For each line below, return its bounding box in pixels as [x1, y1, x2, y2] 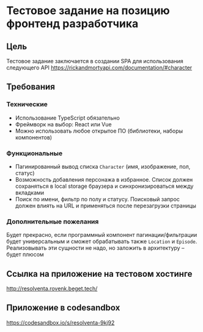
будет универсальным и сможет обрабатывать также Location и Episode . [6, 237, 197, 245]
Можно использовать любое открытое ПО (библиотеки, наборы [15, 127, 183, 134]
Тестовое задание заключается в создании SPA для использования [6, 58, 183, 64]
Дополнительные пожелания [6, 217, 99, 226]
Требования [6, 82, 55, 92]
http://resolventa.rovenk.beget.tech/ [6, 285, 98, 292]
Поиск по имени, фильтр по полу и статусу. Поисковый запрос [15, 195, 180, 203]
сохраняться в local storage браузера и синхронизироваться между [15, 182, 194, 190]
